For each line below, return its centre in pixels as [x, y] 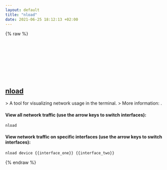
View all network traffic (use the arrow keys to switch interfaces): [76, 115]
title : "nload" [21, 15]
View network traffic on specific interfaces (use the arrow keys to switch [84, 137]
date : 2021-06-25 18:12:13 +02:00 [42, 19]
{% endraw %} [21, 162]
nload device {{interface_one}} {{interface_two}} [60, 153]
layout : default [22, 10]
